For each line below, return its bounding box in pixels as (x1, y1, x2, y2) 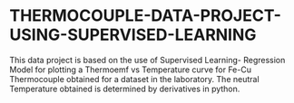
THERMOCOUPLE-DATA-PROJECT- (9, 5, 281, 26)
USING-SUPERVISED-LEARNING (9, 24, 257, 45)
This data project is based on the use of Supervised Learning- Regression (9, 54, 286, 65)
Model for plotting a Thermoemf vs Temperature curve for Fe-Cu (9, 64, 252, 75)
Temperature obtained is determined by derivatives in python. (9, 83, 240, 94)
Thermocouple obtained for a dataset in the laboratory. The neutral (9, 73, 260, 84)
